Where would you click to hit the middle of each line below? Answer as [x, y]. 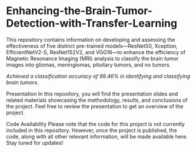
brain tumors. [23, 82]
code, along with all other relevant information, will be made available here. [97, 136]
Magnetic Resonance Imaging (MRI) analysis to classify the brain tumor [92, 58]
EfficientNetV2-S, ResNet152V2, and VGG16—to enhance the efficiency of [96, 52]
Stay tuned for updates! [35, 143]
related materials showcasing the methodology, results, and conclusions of [97, 100]
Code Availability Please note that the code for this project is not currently [96, 124]
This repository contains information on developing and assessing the [91, 39]
